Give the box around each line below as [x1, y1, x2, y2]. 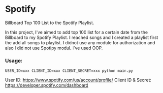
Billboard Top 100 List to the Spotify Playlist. [5, 20, 95, 26]
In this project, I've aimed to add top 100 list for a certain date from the [5, 29, 148, 35]
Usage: [5, 57, 23, 64]
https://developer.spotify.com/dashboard [5, 82, 89, 88]
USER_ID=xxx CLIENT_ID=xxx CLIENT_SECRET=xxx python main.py [5, 68, 133, 73]
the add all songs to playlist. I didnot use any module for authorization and [5, 39, 155, 45]
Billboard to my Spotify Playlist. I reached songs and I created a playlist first [5, 34, 159, 40]
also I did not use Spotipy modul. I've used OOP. [5, 45, 103, 51]
